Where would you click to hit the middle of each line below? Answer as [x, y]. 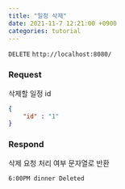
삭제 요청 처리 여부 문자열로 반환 [59, 163]
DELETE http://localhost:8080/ [60, 55]
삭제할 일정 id [30, 93]
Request [25, 75]
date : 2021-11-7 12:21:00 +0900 [62, 23]
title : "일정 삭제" [37, 16]
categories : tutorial [45, 31]
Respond [26, 145]
